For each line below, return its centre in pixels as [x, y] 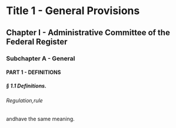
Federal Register [37, 41]
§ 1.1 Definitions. [26, 86]
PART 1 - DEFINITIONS [34, 72]
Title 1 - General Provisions [73, 11]
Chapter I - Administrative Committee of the [88, 33]
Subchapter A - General [41, 58]
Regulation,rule [24, 100]
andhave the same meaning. [40, 119]
